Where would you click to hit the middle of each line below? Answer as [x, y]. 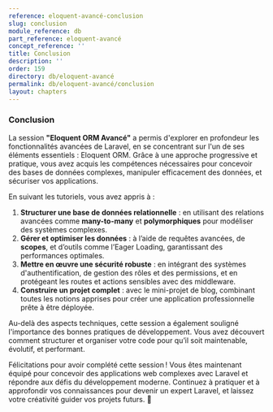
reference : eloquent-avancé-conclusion [76, 16]
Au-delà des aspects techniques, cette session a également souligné [124, 323]
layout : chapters [38, 91]
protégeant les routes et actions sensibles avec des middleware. [128, 281]
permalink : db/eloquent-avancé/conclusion [81, 84]
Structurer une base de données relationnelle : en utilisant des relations [142, 212]
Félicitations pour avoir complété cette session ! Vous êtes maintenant [125, 364]
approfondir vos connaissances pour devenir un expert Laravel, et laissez [131, 390]
